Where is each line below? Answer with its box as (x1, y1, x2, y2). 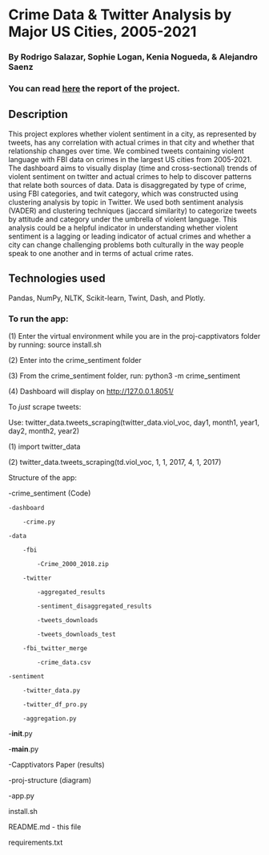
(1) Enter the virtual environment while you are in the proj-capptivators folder (8, 331, 261, 340)
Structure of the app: (8, 472, 78, 482)
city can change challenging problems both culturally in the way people (8, 239, 244, 250)
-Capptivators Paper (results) (8, 759, 105, 769)
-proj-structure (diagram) (8, 775, 92, 784)
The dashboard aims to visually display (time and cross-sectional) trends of (8, 163, 258, 173)
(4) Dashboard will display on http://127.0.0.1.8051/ (8, 386, 174, 396)
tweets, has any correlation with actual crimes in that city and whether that (8, 137, 255, 147)
